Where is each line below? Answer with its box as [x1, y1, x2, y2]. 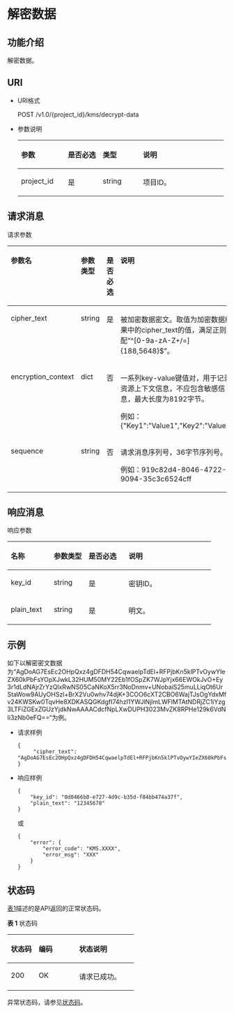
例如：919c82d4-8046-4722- [120, 465, 227, 474]
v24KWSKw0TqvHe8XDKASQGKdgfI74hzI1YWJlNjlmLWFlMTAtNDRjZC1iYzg [7, 698, 226, 706]
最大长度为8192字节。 [134, 394, 209, 404]
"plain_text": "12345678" [30, 800, 106, 807]
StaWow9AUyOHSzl [7, 690, 65, 699]
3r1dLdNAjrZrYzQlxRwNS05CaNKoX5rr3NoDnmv [7, 683, 148, 692]
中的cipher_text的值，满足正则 [127, 325, 227, 335]
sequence [10, 446, 44, 456]
